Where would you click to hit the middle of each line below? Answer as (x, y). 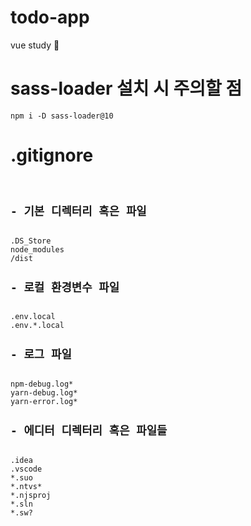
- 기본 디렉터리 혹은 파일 (78, 211)
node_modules (37, 249)
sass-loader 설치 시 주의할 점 (126, 88)
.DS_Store (31, 241)
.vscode (26, 469)
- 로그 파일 (41, 354)
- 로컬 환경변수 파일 (65, 287)
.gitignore (52, 155)
